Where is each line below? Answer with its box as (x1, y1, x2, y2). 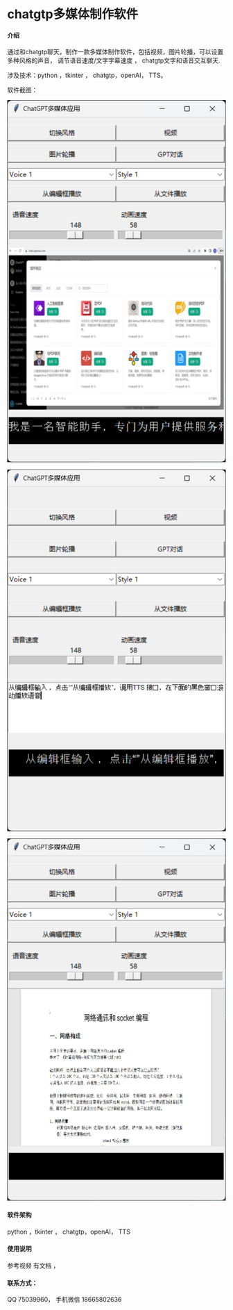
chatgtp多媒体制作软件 (7, 6, 139, 22)
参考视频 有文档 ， (7, 1261, 60, 1270)
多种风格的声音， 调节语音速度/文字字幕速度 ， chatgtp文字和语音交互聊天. (7, 56, 221, 65)
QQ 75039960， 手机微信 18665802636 (7, 1295, 122, 1304)
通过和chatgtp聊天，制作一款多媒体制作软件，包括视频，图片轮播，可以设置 (7, 48, 224, 56)
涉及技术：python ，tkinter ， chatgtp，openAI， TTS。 (7, 71, 167, 80)
